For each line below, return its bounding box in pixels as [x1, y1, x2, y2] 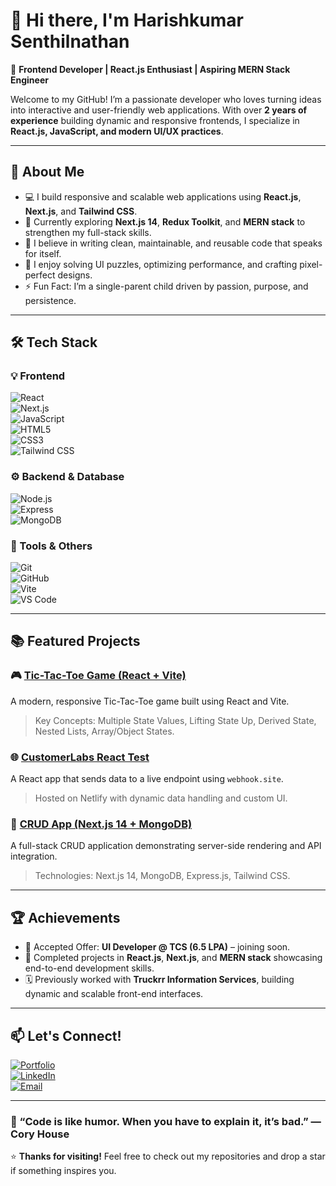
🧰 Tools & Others [10, 539, 93, 553]
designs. [57, 269, 93, 281]
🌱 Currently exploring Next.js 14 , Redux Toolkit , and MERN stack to [24, 215, 306, 228]
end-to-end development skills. [24, 962, 155, 974]
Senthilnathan [10, 30, 130, 53]
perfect [24, 269, 56, 281]
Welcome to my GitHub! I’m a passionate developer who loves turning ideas [10, 93, 322, 105]
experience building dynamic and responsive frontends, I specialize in [10, 114, 300, 126]
